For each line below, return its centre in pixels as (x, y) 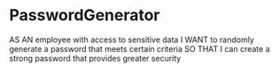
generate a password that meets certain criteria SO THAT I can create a (139, 48)
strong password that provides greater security (95, 58)
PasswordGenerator (85, 15)
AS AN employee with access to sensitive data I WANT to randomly (132, 40)
